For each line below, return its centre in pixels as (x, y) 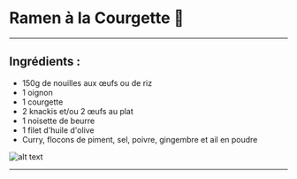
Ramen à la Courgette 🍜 (97, 18)
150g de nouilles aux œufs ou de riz (87, 82)
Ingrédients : (45, 62)
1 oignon (37, 92)
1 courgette (42, 102)
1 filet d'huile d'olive (58, 130)
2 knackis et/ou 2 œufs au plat (78, 111)
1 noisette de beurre (58, 121)
